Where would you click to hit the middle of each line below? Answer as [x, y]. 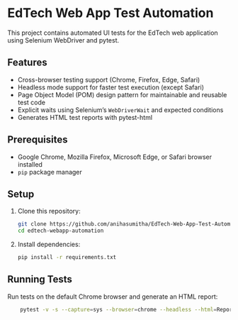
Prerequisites [38, 140]
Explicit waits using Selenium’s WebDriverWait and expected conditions [120, 110]
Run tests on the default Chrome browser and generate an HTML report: [113, 297]
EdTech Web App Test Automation [110, 13]
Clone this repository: [49, 211]
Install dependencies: [49, 244]
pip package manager [50, 172]
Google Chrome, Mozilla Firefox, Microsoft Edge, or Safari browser [115, 157]
